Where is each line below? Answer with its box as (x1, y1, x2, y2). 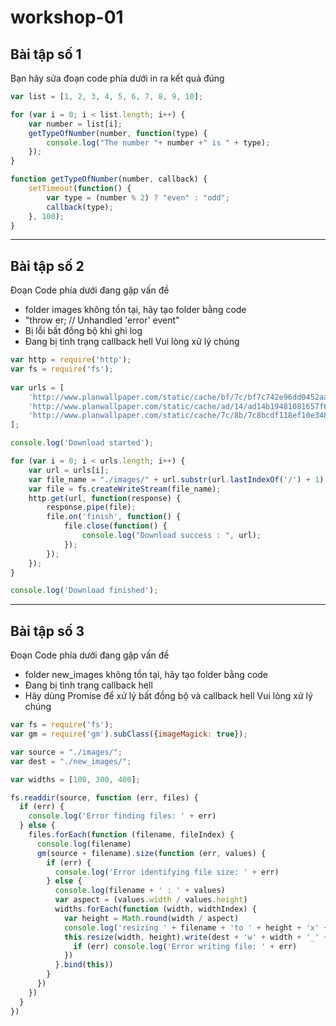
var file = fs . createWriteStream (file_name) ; (28, 484, 222, 494)
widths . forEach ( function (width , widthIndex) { (54, 904, 257, 914)
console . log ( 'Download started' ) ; (10, 438, 155, 448)
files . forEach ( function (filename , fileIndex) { (28, 830, 235, 840)
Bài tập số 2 (10, 257, 85, 275)
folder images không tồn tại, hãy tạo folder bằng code (24, 304, 247, 316)
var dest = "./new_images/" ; (10, 756, 132, 766)
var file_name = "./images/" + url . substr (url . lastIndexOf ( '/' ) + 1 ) (28, 474, 325, 485)
